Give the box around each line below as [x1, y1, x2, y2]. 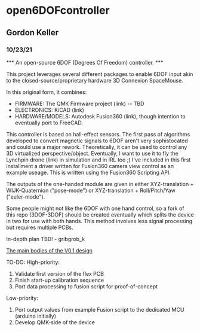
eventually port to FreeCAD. [14, 119, 84, 126]
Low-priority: [6, 294, 39, 301]
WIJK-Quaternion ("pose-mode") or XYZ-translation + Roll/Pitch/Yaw [6, 187, 176, 194]
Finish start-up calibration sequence [14, 276, 104, 284]
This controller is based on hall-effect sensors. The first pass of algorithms [6, 130, 190, 138]
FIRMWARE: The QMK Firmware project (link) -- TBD [14, 100, 144, 107]
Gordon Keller [6, 28, 59, 38]
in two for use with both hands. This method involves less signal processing [6, 217, 193, 224]
